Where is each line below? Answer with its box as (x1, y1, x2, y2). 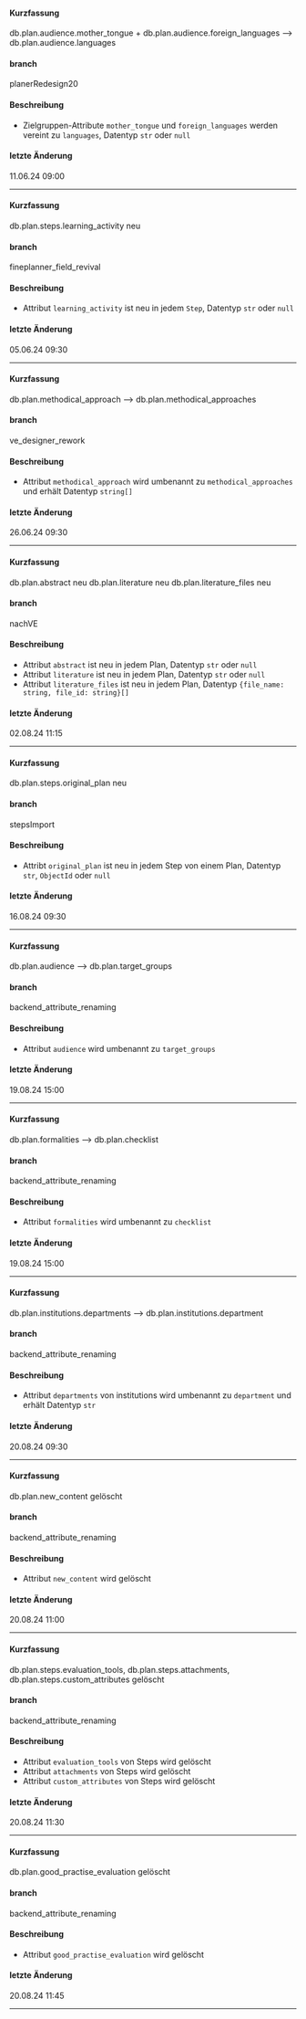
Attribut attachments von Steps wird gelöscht (22, 1765, 191, 1776)
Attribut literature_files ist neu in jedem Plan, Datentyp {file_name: (22, 678, 285, 689)
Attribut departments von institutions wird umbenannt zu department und (22, 1390, 291, 1401)
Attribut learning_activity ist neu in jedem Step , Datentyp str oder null (22, 302, 294, 314)
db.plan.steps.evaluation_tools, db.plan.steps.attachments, (9, 1664, 230, 1675)
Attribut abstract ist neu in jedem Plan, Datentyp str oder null (22, 659, 258, 670)
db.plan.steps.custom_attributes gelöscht (9, 1674, 165, 1685)
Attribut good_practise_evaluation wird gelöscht (22, 1949, 205, 1960)
